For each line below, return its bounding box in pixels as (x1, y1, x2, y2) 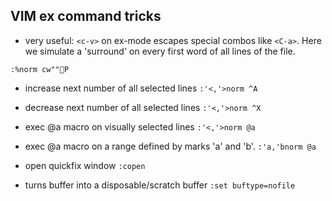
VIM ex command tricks (10, 8, 162, 25)
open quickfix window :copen (24, 159, 146, 171)
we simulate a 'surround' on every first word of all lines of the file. (24, 45, 296, 57)
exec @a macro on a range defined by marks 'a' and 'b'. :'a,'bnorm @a (24, 140, 317, 152)
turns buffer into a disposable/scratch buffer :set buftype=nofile (24, 179, 296, 191)
